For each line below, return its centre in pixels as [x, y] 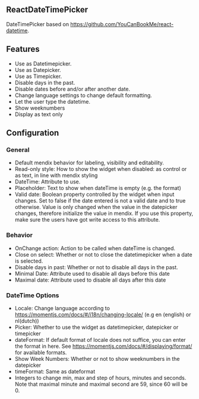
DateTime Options [33, 295]
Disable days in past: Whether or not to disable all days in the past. [96, 267]
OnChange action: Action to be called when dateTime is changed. [95, 248]
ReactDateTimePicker [47, 10]
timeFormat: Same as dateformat [55, 371]
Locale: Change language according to [62, 308]
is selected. [29, 261]
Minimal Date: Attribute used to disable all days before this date [92, 273]
